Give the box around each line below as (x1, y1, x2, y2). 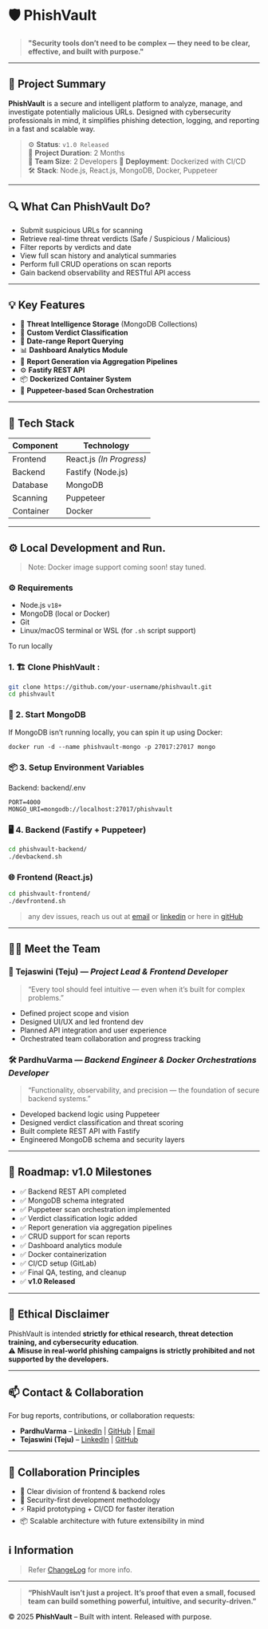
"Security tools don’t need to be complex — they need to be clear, (27, 38, 250, 48)
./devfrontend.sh (8, 898, 66, 906)
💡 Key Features (8, 298, 85, 311)
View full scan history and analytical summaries (19, 251, 177, 260)
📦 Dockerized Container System (19, 375, 132, 384)
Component (12, 440, 58, 451)
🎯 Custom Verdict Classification (19, 328, 129, 338)
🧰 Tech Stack (8, 416, 75, 430)
